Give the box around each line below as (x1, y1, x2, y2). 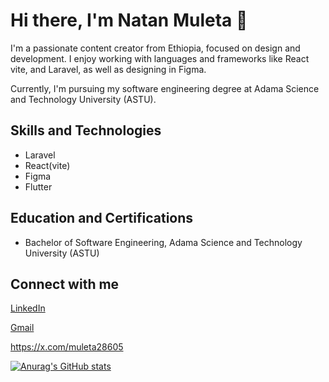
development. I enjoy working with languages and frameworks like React (10, 52, 310, 64)
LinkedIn (10, 302, 46, 314)
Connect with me (10, 275, 120, 293)
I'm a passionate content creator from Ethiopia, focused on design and (10, 42, 301, 54)
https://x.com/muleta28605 (10, 341, 124, 353)
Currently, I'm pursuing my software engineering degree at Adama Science (10, 82, 320, 94)
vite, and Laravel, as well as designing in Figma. (10, 63, 207, 75)
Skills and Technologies (10, 122, 162, 139)
